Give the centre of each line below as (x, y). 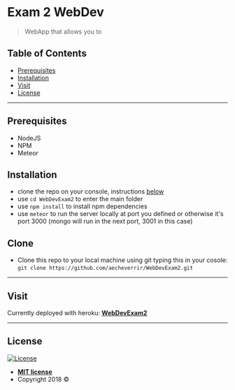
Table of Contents (47, 53)
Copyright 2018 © (43, 379)
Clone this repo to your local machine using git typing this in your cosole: (122, 260)
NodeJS (29, 138)
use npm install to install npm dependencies (83, 206)
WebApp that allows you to (63, 31)
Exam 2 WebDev (56, 12)
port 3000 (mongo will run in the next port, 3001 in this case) (105, 222)
